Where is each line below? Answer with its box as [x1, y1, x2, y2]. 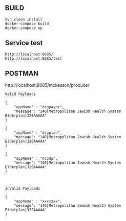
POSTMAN [5, 70, 39, 78]
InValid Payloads [5, 186, 41, 191]
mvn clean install [5, 17, 42, 22]
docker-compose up [5, 25, 42, 30]
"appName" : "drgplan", [14, 130, 63, 135]
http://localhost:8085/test [5, 56, 63, 61]
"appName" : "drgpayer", [14, 105, 64, 110]
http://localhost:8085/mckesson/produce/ [5, 82, 89, 88]
